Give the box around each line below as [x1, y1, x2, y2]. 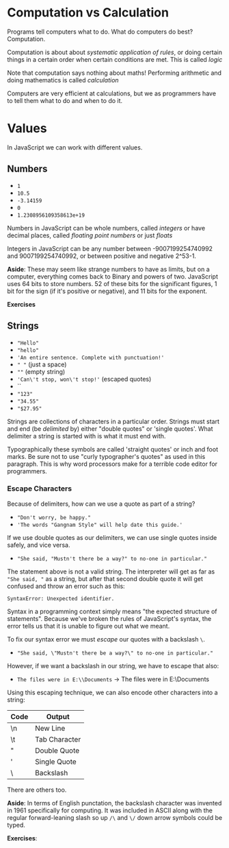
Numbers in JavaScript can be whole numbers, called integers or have [7, 224, 206, 232]
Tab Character [35, 734, 81, 744]
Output [46, 711, 70, 721]
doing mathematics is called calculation [7, 75, 119, 84]
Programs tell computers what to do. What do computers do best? [7, 27, 193, 36]
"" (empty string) [16, 367, 66, 375]
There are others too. [7, 786, 67, 794]
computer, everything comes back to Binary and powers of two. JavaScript [7, 272, 219, 281]
